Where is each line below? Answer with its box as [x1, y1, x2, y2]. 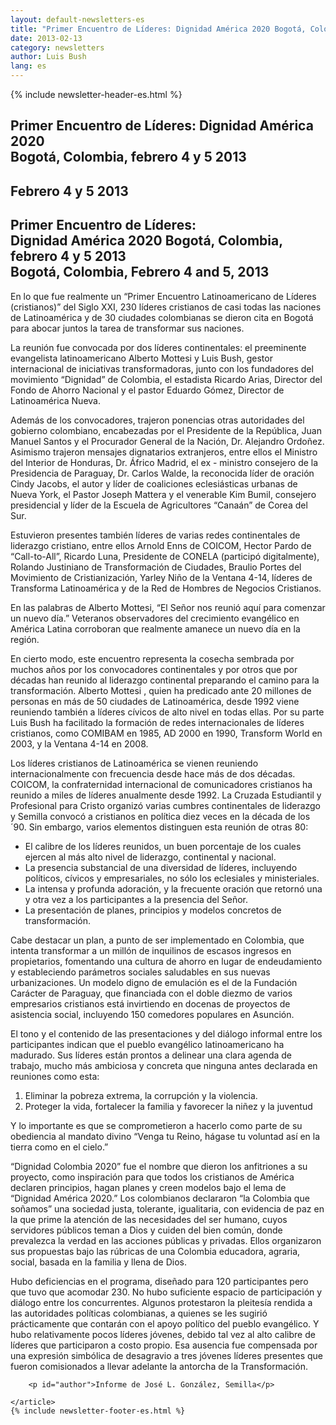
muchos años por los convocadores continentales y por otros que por [10, 663, 298, 675]
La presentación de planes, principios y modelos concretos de [24, 904, 282, 916]
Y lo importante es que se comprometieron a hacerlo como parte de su [10, 1119, 303, 1131]
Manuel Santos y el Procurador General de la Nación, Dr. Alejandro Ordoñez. [10, 435, 325, 447]
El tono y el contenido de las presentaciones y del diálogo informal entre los [10, 1027, 323, 1040]
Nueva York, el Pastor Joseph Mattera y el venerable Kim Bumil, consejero [10, 488, 317, 500]
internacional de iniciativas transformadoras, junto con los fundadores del [10, 362, 314, 375]
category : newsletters [10, 42, 105, 53]
